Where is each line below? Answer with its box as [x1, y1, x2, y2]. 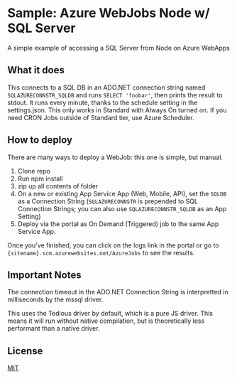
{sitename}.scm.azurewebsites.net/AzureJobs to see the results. [7, 248, 195, 257]
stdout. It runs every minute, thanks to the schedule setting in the [7, 98, 198, 107]
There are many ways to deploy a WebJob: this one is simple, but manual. [7, 153, 224, 161]
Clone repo [17, 166, 51, 175]
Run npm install [17, 174, 63, 183]
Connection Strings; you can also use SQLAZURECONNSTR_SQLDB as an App [17, 204, 227, 213]
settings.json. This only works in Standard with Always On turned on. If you [7, 105, 227, 114]
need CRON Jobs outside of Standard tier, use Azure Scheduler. [7, 113, 194, 122]
